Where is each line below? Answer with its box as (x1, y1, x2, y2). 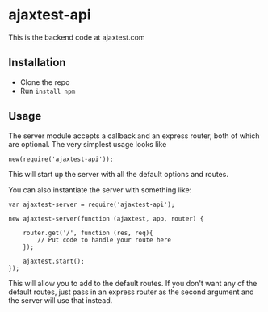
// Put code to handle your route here (37, 236, 172, 244)
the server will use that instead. (8, 295, 113, 305)
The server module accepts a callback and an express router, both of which (8, 131, 260, 141)
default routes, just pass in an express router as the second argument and (8, 287, 254, 297)
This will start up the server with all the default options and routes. (8, 169, 228, 179)
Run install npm (19, 86, 76, 95)
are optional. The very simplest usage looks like (8, 139, 167, 149)
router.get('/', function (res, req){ (23, 229, 153, 237)
